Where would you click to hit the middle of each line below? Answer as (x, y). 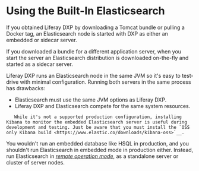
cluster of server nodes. (36, 162)
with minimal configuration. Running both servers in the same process (105, 82)
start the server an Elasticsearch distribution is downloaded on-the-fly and (97, 58)
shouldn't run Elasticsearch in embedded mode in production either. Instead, (100, 150)
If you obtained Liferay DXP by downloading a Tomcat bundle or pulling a (96, 27)
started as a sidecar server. (40, 64)
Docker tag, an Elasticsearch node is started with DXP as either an (87, 33)
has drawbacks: (26, 88)
